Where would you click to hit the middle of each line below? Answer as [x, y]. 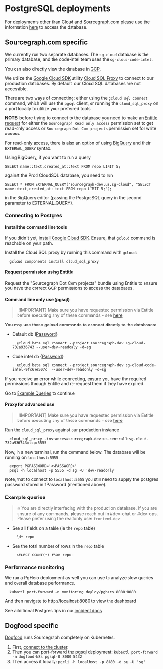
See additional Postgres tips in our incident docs [54, 611]
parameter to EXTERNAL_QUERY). [39, 203]
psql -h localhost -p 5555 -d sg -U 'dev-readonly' [63, 471]
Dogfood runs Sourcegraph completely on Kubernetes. [60, 637]
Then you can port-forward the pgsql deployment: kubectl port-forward [85, 652]
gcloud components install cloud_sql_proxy [54, 261]
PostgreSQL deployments [58, 9]
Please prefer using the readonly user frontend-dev [68, 518]
